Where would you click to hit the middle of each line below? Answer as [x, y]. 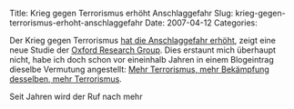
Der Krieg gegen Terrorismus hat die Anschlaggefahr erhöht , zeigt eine [142, 40]
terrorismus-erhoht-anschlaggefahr [76, 23]
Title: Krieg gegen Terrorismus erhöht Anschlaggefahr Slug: [122, 13]
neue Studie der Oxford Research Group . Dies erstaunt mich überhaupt [142, 50]
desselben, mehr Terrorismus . [66, 79]
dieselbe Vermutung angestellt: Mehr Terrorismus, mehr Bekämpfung [140, 69]
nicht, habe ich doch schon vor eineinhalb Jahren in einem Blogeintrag [142, 59]
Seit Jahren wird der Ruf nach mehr [76, 96]
